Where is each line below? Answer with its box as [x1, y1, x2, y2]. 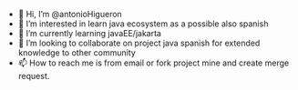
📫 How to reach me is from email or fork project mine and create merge [17, 57, 290, 68]
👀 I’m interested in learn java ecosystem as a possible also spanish [17, 18, 269, 29]
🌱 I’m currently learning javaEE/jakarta [17, 28, 162, 38]
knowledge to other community [17, 47, 137, 58]
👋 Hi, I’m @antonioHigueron [17, 9, 123, 19]
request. [17, 71, 50, 81]
